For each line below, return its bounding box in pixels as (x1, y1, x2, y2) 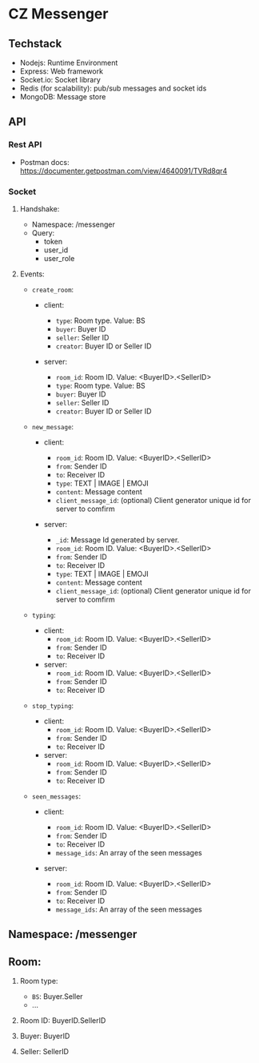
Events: (19, 269, 46, 279)
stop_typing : (31, 700, 74, 710)
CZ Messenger (8, 5, 109, 23)
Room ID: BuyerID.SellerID (19, 1016, 106, 1025)
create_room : (31, 284, 74, 294)
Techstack (8, 37, 62, 50)
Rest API (8, 139, 42, 151)
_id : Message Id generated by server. (55, 534, 180, 545)
